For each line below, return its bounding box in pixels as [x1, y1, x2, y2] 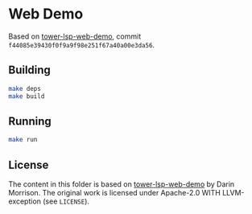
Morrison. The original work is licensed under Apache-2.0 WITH [8, 188, 221, 197]
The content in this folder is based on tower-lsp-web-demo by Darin [8, 179, 235, 189]
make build [8, 92, 45, 101]
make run [8, 136, 38, 144]
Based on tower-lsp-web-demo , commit [8, 31, 142, 41]
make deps [8, 84, 42, 93]
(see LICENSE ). [43, 196, 90, 206]
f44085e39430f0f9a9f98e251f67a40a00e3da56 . [8, 39, 155, 49]
